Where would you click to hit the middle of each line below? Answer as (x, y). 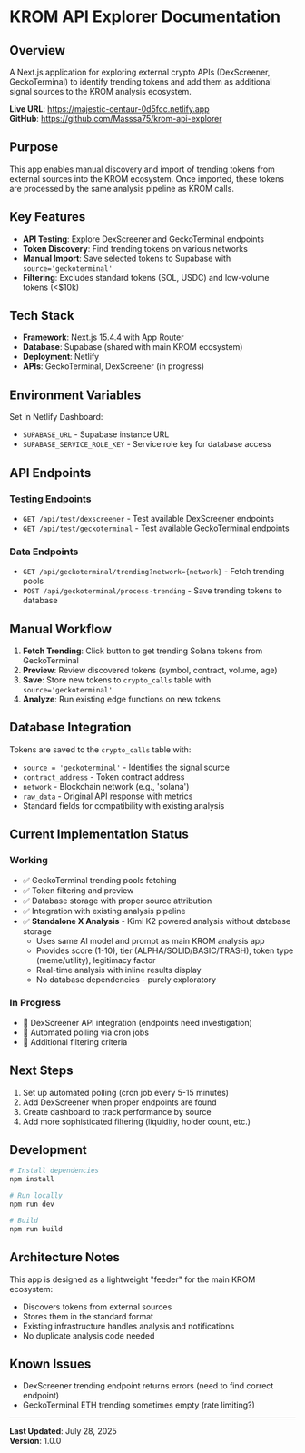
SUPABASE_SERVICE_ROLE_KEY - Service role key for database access (147, 444)
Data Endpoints (44, 552)
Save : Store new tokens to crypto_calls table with (117, 680)
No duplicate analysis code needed (89, 1335)
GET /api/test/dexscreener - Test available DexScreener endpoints (148, 518)
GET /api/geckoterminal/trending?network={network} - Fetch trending (153, 572)
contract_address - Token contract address (103, 776)
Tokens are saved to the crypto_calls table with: (100, 749)
